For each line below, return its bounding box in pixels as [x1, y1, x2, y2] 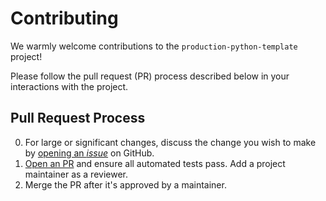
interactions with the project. [10, 80, 129, 92]
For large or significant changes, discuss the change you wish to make [24, 136, 317, 148]
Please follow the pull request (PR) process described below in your [10, 70, 290, 82]
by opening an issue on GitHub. [24, 147, 155, 159]
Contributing [10, 7, 119, 30]
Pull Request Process [10, 110, 146, 127]
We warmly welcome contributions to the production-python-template [10, 40, 298, 52]
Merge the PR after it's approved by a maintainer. [24, 178, 227, 191]
